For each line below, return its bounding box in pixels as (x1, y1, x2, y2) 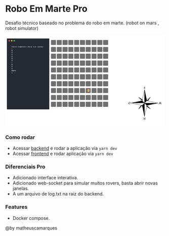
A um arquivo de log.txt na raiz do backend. (12, 191, 104, 197)
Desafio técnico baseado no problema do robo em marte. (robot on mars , (5, 20, 159, 26)
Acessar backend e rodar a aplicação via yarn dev (12, 145, 117, 151)
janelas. (12, 185, 29, 191)
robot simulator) (5, 25, 39, 31)
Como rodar (5, 134, 35, 141)
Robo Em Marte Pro (5, 3, 88, 15)
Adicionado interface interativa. (12, 175, 78, 181)
